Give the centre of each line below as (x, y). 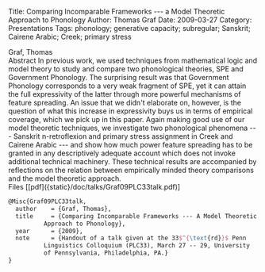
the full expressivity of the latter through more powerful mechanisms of (125, 94)
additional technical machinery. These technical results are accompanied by (132, 161)
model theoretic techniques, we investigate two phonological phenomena (128, 128)
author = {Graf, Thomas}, (63, 209)
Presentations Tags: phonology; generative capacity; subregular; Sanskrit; (130, 28)
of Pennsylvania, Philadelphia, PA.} (106, 253)
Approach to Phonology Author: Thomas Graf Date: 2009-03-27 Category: (130, 20)
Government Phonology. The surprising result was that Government (119, 77)
